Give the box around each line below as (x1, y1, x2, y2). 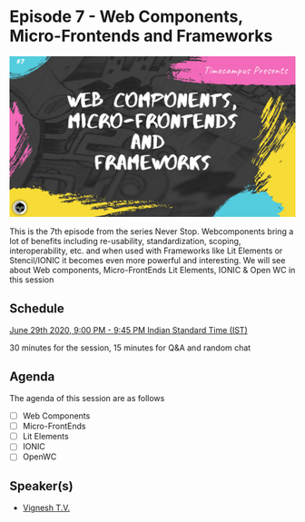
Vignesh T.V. (22, 502, 71, 514)
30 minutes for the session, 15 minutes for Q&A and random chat (9, 342, 251, 353)
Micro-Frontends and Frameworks (9, 25, 273, 46)
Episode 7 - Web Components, (9, 6, 243, 27)
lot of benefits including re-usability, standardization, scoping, (9, 236, 241, 247)
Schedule (9, 300, 65, 316)
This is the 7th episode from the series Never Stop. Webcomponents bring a (9, 226, 294, 237)
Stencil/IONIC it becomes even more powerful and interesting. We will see (9, 255, 286, 266)
